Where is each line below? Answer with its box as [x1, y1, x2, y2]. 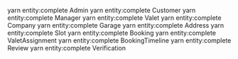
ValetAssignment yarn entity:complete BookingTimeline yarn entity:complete [7, 36, 232, 45]
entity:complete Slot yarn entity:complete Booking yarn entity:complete [7, 28, 217, 37]
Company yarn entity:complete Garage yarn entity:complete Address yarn [7, 21, 225, 29]
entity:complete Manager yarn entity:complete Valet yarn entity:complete [7, 14, 222, 22]
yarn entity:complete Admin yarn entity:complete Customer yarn [7, 6, 196, 14]
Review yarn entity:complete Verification [7, 44, 126, 52]
